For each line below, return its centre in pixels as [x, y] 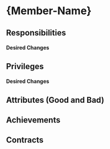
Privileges [25, 66]
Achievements [33, 120]
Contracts [25, 140]
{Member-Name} [49, 11]
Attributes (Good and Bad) [55, 100]
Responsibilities [36, 33]
